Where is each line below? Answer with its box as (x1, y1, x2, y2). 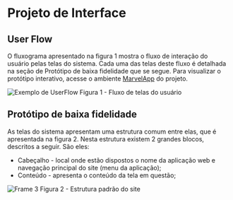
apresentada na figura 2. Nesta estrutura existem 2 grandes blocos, (7, 134, 205, 143)
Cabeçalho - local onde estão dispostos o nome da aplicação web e (17, 155, 216, 164)
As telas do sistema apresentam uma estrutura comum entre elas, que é (7, 127, 217, 136)
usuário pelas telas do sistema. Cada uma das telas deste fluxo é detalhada (7, 59, 227, 68)
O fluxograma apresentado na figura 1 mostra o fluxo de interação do (7, 52, 208, 60)
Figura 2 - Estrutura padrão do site (40, 184, 141, 193)
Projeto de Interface (7, 5, 126, 21)
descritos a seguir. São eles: (7, 142, 90, 151)
